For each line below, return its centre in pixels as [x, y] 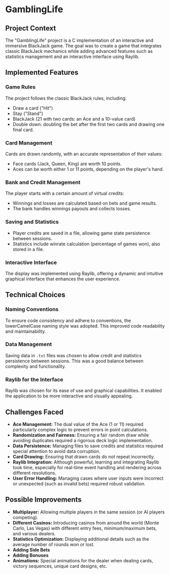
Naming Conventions [32, 309]
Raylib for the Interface [34, 379]
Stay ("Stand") [28, 113]
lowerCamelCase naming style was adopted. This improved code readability [85, 326]
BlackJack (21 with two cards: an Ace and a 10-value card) [74, 119]
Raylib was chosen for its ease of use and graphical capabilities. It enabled [83, 391]
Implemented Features [42, 73]
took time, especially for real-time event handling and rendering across [87, 467]
